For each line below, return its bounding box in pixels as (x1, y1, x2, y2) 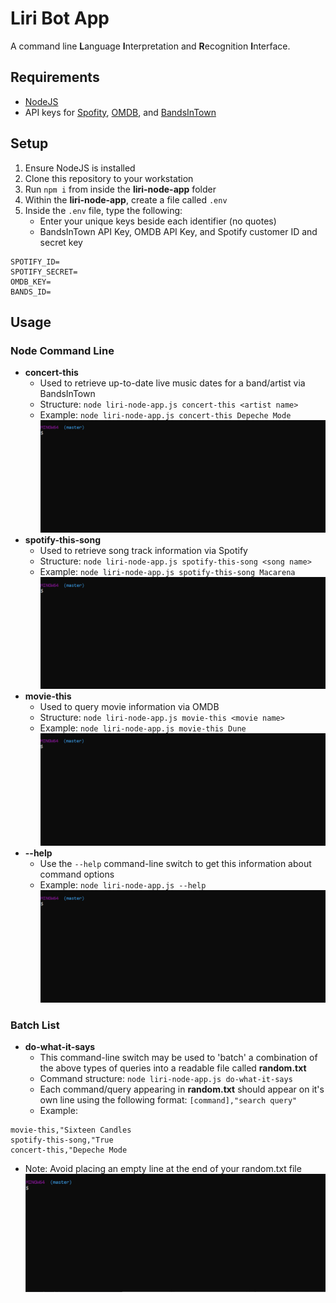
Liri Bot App (10, 7, 110, 30)
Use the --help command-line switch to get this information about (39, 858, 312, 870)
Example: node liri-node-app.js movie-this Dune (39, 722, 247, 734)
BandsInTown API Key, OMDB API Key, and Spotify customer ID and (39, 225, 318, 237)
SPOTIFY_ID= (10, 257, 60, 267)
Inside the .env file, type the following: (24, 204, 183, 216)
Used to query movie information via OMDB (39, 701, 220, 713)
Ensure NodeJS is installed (24, 162, 136, 174)
